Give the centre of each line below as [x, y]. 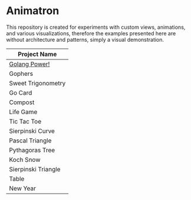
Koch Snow [25, 159]
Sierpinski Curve [32, 131]
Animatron [33, 11]
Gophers [21, 74]
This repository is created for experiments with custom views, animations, [96, 27]
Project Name [37, 54]
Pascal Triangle [30, 141]
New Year [23, 188]
